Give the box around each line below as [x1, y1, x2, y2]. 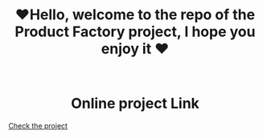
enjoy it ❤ [101, 40, 170, 58]
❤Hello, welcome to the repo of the [14, 6, 256, 24]
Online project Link [71, 95, 199, 113]
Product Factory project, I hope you [14, 22, 256, 41]
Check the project [8, 120, 68, 130]
